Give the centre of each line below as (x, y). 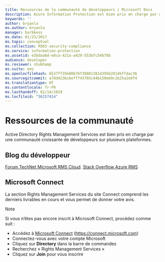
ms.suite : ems (20, 69)
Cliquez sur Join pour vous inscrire (48, 254)
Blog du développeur (38, 155)
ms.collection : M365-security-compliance (48, 46)
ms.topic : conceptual (27, 42)
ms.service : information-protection (42, 51)
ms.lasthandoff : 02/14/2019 (34, 92)
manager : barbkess (24, 32)
